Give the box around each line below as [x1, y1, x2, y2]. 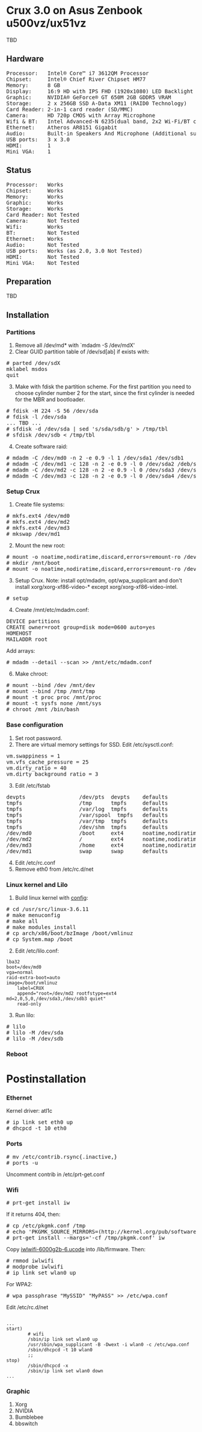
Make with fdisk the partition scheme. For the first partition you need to [14, 383, 191, 390]
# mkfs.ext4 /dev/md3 [6, 525, 70, 532]
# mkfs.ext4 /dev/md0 [6, 512, 70, 520]
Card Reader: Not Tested [6, 211, 79, 218]
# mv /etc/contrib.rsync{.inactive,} [6, 1153, 118, 1160]
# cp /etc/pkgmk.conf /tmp [6, 1222, 86, 1229]
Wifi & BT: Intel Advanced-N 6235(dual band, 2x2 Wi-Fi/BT [6, 118, 191, 125]
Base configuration [6, 721, 64, 729]
